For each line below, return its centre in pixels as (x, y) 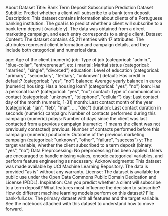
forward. (14, 209)
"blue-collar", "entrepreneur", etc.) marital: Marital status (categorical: (77, 65)
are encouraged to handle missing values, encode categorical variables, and (84, 156)
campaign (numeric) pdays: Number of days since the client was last (76, 118)
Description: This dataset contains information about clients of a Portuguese (84, 18)
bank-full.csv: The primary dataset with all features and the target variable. (82, 198)
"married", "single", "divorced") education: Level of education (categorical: (82, 70)
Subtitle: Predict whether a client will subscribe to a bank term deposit (78, 13)
